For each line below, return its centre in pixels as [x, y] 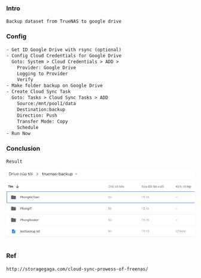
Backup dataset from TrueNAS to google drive [64, 22]
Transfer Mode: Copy [42, 121]
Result [14, 161]
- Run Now [19, 133]
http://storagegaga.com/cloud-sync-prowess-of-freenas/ [77, 269]
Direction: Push [37, 115]
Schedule [28, 127]
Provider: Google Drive [47, 68]
